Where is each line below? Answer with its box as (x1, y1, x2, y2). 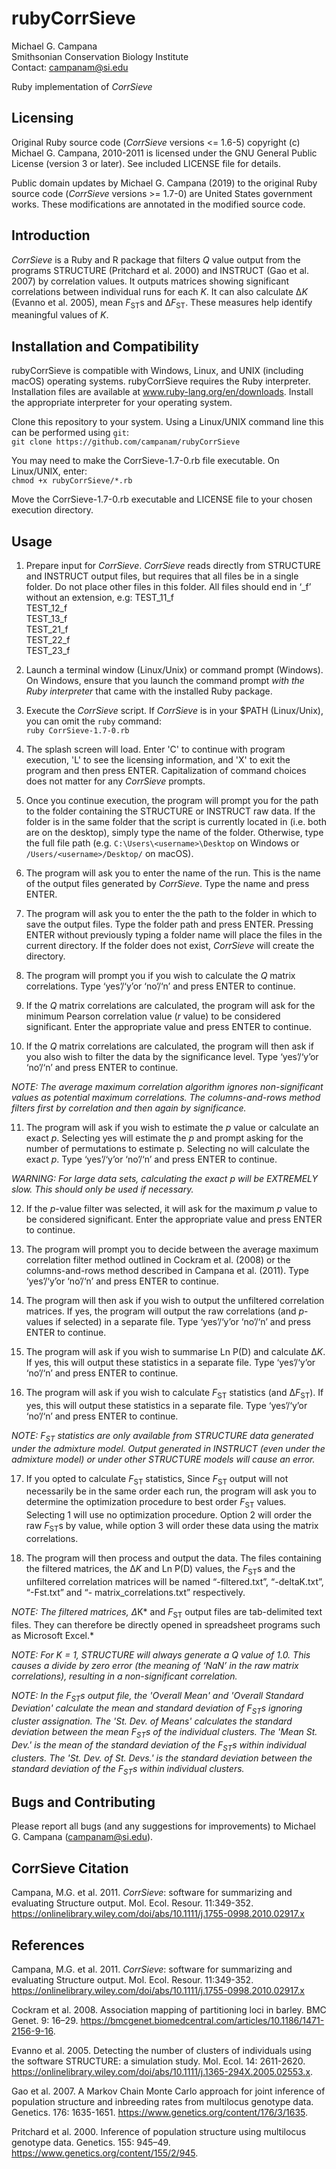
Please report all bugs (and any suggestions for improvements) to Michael (11, 1820, 316, 1832)
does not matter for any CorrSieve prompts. (25, 775, 206, 787)
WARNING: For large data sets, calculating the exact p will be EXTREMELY (11, 1172, 319, 1184)
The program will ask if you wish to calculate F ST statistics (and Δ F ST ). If (25, 1386, 324, 1401)
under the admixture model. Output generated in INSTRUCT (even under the (11, 1442, 326, 1454)
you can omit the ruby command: (25, 715, 162, 727)
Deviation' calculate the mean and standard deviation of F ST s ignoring (11, 1702, 303, 1717)
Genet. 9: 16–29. (11, 2014, 79, 2026)
